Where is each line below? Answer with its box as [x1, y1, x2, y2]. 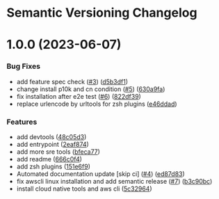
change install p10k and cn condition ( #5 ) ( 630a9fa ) [16, 85, 165, 93]
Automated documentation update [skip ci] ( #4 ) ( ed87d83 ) [16, 169, 185, 178]
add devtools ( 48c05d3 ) [16, 132, 87, 141]
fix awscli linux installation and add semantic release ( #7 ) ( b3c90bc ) [16, 177, 213, 185]
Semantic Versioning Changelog [6, 5, 197, 21]
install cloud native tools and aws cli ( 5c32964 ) [16, 184, 152, 193]
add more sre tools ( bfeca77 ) [16, 148, 100, 156]
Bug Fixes [6, 61, 41, 71]
